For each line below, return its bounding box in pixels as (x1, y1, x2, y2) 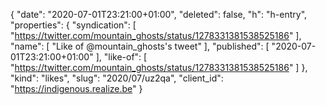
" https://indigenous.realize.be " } (10, 83, 143, 94)
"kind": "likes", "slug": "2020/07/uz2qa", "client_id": (10, 72, 224, 84)
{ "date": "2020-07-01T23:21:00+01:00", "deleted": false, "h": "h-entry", (10, 9, 308, 20)
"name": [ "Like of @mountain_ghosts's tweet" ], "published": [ (10, 40, 270, 52)
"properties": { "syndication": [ (10, 19, 137, 31)
